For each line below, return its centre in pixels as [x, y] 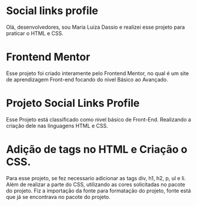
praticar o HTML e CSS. [35, 33]
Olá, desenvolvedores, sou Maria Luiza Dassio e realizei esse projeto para [96, 27]
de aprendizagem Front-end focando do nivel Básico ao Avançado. [87, 79]
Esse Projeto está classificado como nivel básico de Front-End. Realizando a [98, 119]
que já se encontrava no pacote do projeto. [58, 197]
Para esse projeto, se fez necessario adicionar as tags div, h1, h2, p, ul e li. [96, 178]
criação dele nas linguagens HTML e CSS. [57, 126]
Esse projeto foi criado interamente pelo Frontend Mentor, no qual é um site [98, 73]
